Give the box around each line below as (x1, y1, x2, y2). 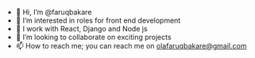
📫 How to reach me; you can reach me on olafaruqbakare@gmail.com (15, 42, 247, 50)
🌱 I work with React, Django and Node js (15, 24, 149, 33)
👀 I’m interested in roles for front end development (15, 16, 181, 25)
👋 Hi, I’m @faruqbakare (15, 8, 92, 16)
